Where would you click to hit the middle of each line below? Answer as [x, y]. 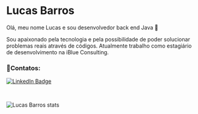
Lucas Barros [41, 11]
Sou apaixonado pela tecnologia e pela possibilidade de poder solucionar [98, 39]
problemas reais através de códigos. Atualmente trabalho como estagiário [99, 46]
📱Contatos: [23, 68]
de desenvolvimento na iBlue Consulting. [58, 52]
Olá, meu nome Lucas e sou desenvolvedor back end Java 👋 [82, 27]
